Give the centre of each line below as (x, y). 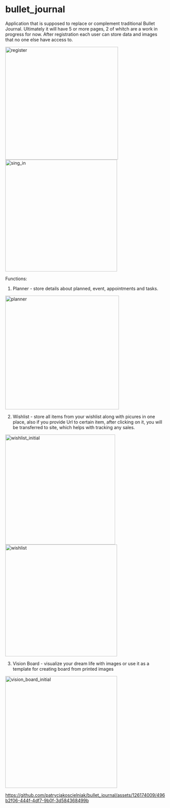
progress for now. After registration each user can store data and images (81, 34)
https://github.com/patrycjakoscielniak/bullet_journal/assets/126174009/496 (85, 795)
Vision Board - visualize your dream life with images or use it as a (81, 663)
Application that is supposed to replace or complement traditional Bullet (80, 23)
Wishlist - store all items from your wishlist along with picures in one (84, 416)
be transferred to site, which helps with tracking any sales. (74, 427)
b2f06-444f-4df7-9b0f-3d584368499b (47, 800)
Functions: (16, 279)
